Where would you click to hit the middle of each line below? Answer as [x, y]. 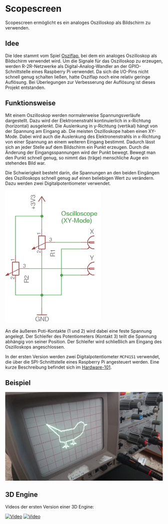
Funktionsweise [30, 103]
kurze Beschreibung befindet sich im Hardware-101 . [58, 367]
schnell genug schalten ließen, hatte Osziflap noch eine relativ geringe [78, 77]
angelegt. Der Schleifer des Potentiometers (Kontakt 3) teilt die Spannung [81, 336]
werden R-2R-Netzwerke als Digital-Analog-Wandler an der [66, 66]
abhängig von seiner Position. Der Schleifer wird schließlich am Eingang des [83, 341]
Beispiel [18, 383]
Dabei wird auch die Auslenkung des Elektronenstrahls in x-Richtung [90, 136]
